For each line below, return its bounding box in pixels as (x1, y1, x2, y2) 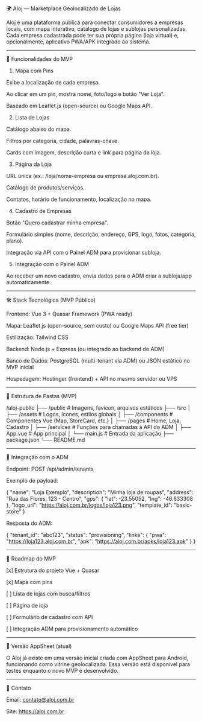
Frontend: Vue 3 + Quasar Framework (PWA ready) (6, 310, 133, 317)
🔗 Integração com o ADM (6, 454, 69, 460)
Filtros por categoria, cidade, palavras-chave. (6, 138, 119, 144)
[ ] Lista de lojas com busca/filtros (6, 590, 91, 597)
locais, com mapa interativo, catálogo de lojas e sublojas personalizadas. (6, 25, 188, 32)
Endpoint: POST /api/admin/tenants (6, 465, 94, 472)
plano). (6, 237, 24, 244)
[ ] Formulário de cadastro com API (6, 614, 93, 620)
